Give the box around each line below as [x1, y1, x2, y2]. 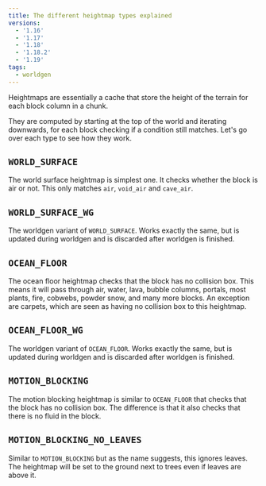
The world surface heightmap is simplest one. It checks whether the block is [8, 175, 258, 185]
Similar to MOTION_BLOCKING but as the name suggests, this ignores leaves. [8, 453, 249, 463]
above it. [8, 470, 37, 480]
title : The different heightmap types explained [8, 11, 172, 20]
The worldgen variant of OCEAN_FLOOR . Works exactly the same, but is [8, 343, 233, 353]
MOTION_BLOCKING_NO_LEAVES [8, 434, 142, 445]
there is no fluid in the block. [8, 411, 102, 421]
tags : [8, 64, 26, 71]
